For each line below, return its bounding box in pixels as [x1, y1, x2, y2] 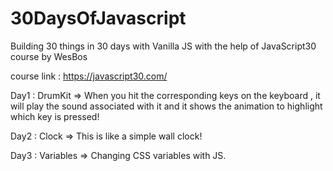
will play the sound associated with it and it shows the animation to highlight [10, 100, 323, 112]
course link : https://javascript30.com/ [10, 70, 168, 82]
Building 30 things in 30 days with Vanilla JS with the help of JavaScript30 [10, 40, 317, 52]
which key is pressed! [10, 110, 100, 122]
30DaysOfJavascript [10, 7, 187, 30]
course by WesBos [10, 50, 88, 62]
